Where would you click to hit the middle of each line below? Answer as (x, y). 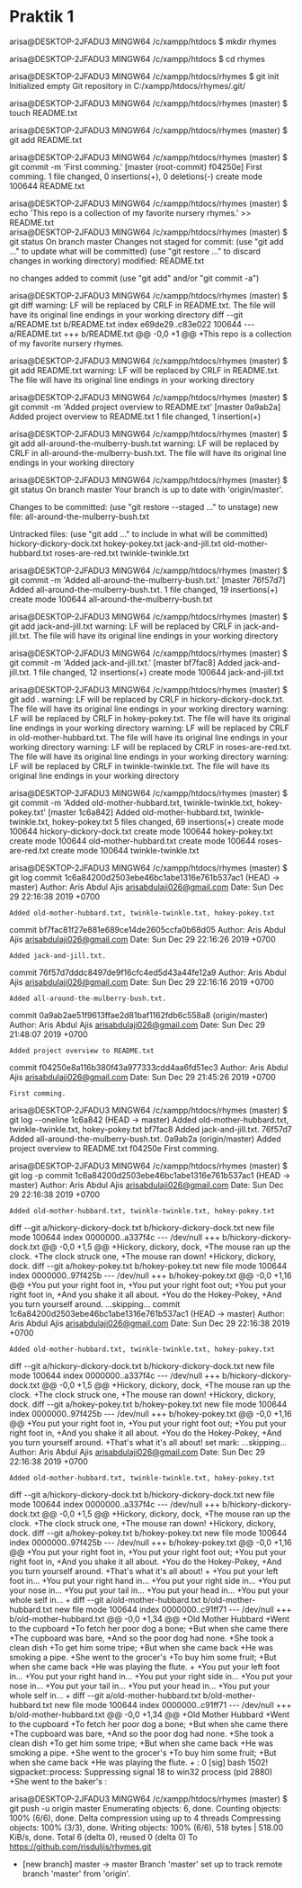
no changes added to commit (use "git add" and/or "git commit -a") (134, 278)
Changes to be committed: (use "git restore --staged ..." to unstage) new (144, 506)
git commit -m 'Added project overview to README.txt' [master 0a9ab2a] (145, 407)
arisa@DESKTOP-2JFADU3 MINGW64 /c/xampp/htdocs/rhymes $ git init (144, 76)
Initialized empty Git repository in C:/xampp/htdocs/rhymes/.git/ (127, 85)
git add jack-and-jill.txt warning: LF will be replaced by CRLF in (125, 626)
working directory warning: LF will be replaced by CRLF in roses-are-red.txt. (151, 747)
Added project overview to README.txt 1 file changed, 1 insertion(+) (135, 416)
